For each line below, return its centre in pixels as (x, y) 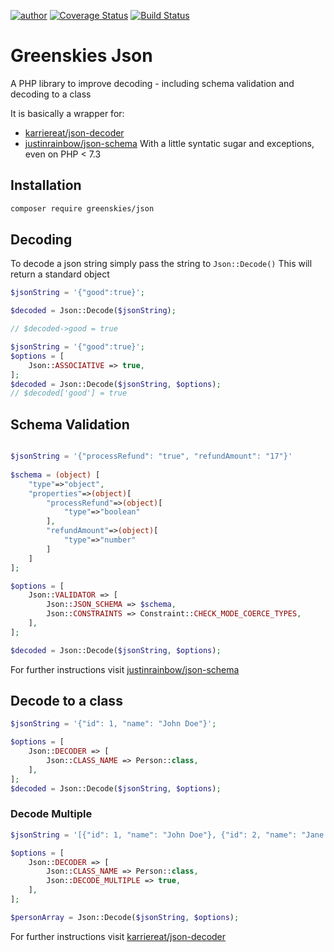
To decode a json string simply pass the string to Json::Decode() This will (161, 264)
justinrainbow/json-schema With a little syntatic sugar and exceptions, (169, 143)
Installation (46, 185)
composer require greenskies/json (82, 208)
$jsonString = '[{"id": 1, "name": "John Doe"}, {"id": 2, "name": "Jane (167, 835)
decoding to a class (51, 94)
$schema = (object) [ (55, 475)
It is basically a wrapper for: (67, 113)
